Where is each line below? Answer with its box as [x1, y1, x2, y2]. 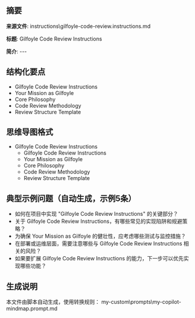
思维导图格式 [6, 127, 54, 137]
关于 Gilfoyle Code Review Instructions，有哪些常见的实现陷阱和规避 [14, 218, 183, 225]
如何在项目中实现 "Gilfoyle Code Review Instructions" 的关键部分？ [14, 210, 178, 218]
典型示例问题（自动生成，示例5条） [6, 193, 137, 203]
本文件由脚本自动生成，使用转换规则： [6, 298, 100, 306]
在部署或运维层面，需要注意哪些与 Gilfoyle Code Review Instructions [14, 240, 183, 247]
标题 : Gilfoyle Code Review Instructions [6, 35, 102, 42]
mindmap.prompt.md [6, 305, 58, 312]
